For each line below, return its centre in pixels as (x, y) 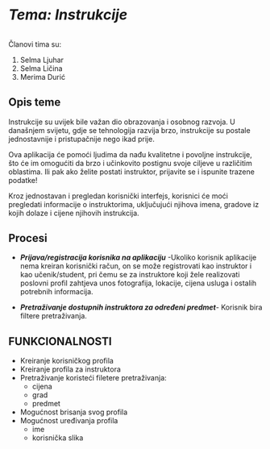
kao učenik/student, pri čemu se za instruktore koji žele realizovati (130, 275)
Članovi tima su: (35, 44)
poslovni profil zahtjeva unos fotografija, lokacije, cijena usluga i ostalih (138, 283)
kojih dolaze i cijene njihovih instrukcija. (74, 213)
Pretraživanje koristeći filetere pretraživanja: (93, 378)
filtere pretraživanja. (53, 316)
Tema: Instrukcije (68, 15)
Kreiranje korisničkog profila (67, 361)
